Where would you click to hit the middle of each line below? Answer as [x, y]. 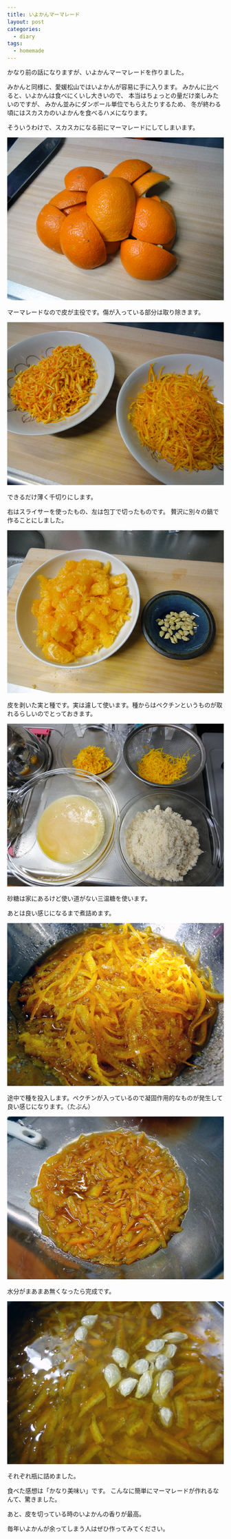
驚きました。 [43, 1499]
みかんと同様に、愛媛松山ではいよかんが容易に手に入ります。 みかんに [107, 87]
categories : [24, 29]
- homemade [29, 51]
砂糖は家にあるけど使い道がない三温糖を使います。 [79, 898]
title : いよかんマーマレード [44, 14]
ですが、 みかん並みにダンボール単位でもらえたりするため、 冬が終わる [120, 104]
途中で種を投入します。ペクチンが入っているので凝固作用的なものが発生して [115, 1098]
